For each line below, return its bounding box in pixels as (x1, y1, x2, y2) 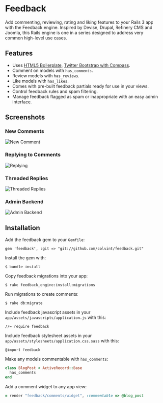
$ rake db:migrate (5, 301, 43, 306)
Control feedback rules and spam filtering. (12, 88, 98, 94)
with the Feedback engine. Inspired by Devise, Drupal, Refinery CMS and (5, 24, 153, 30)
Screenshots (5, 113, 45, 122)
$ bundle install (5, 264, 41, 270)
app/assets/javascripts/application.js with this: (5, 314, 107, 320)
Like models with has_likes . (12, 78, 69, 84)
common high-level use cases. (5, 35, 67, 41)
